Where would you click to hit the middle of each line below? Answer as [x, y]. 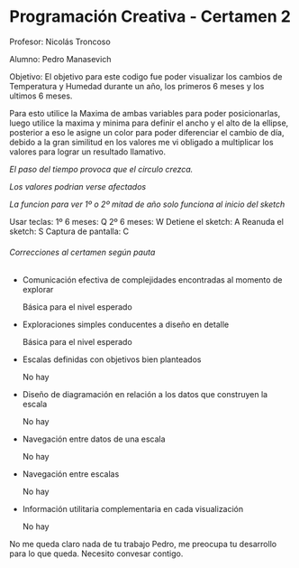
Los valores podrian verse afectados [78, 186]
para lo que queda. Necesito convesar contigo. [96, 554]
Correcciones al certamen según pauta [82, 252]
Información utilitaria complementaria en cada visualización [133, 509]
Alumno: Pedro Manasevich [60, 59]
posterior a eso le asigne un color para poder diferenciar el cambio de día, [147, 132]
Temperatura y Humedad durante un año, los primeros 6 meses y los [137, 86]
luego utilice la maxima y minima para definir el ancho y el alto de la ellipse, [149, 123]
